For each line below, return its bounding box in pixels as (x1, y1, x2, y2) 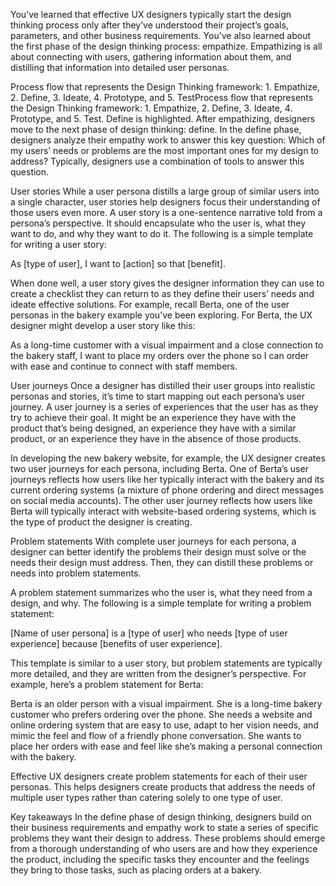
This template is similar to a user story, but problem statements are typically (10, 657, 323, 669)
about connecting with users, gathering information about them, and (10, 51, 292, 63)
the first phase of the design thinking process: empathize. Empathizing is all (10, 40, 323, 52)
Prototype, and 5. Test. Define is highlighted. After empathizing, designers (10, 113, 316, 124)
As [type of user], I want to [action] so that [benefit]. (10, 258, 226, 269)
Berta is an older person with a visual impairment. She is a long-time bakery (10, 698, 323, 709)
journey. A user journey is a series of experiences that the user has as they (10, 401, 319, 413)
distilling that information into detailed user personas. (10, 62, 230, 73)
